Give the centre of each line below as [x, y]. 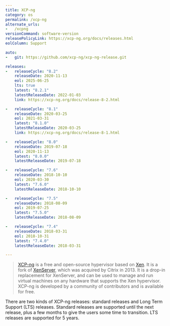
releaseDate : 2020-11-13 [41, 76]
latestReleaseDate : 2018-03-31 [48, 246]
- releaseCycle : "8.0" [32, 142]
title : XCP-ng [20, 10]
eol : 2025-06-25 [32, 81]
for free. [26, 292]
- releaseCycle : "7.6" [32, 170]
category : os [19, 15]
